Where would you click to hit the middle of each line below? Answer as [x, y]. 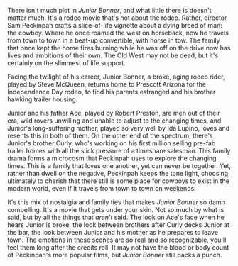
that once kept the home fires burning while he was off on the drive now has [119, 48]
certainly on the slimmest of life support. [66, 63]
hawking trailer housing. [43, 99]
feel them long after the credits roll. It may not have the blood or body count [118, 247]
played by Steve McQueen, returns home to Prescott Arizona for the [107, 84]
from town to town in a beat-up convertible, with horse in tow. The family [114, 40]
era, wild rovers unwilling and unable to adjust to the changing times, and [114, 121]
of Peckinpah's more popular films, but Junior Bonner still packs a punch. [115, 255]
